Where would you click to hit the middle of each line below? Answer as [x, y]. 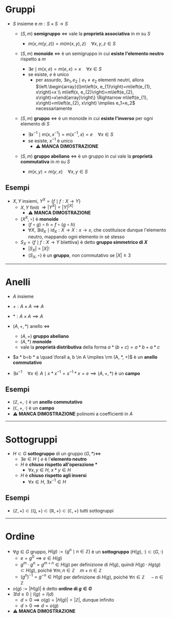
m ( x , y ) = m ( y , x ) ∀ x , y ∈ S [58, 172]
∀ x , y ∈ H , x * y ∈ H [49, 470]
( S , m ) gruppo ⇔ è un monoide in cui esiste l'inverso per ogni [87, 118]
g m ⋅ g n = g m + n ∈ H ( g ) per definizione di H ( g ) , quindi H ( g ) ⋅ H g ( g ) [90, 564]
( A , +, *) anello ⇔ [31, 326]
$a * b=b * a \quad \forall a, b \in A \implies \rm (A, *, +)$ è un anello [85, 357]
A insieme [23, 296]
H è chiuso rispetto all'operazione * [59, 465]
